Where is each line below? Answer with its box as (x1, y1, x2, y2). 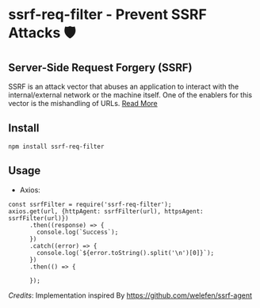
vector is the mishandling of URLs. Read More (8, 99, 159, 108)
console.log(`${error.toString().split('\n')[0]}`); (36, 249, 215, 257)
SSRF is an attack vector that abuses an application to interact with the (8, 82, 239, 91)
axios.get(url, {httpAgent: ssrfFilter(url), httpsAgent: (8, 207, 204, 215)
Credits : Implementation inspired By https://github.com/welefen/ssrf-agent (8, 291, 252, 300)
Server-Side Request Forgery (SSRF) (8, 61, 193, 74)
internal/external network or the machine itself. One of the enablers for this (8, 90, 253, 100)
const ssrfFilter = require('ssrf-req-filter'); (8, 200, 172, 208)
